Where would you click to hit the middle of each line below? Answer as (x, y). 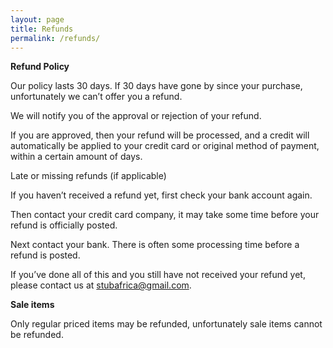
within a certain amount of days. (76, 157)
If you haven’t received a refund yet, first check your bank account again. (161, 195)
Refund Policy (40, 67)
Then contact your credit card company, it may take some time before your (165, 215)
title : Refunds (42, 29)
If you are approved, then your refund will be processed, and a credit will (160, 135)
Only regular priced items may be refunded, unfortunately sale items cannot (166, 324)
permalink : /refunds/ (55, 38)
